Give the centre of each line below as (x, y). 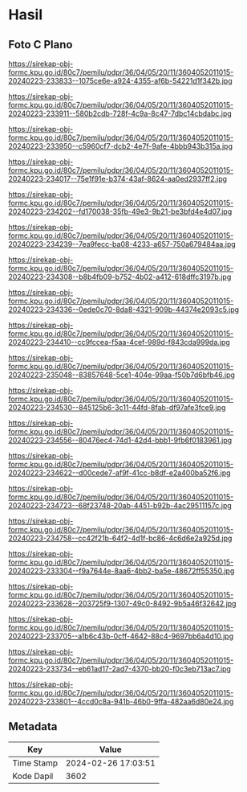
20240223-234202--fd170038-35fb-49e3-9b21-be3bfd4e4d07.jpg (120, 211)
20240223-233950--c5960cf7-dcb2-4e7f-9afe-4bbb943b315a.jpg (121, 146)
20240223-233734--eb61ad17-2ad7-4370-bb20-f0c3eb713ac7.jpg (119, 669)
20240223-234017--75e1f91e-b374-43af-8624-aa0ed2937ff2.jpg (117, 179)
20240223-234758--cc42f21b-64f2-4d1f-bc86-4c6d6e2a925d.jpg (120, 538)
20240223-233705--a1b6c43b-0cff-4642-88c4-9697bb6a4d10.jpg (121, 636)
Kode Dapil (33, 776)
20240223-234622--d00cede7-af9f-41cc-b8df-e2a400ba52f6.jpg (119, 473)
